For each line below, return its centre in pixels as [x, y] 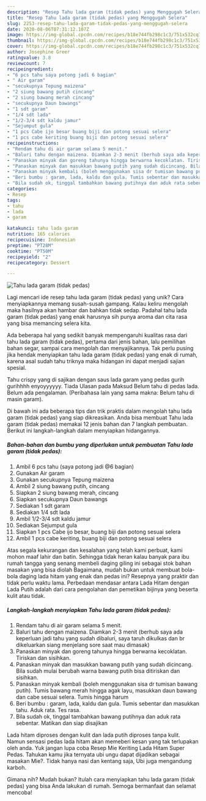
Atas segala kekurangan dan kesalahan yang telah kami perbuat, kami [95, 550]
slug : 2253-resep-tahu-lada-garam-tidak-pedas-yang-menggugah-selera [97, 23]
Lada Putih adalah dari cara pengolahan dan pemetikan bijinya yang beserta [102, 589]
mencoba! [20, 792]
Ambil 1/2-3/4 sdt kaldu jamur [53, 519]
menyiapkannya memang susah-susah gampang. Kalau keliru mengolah [97, 304]
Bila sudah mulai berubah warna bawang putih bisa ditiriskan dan [98, 671]
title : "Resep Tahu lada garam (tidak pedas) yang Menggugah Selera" [97, 18]
